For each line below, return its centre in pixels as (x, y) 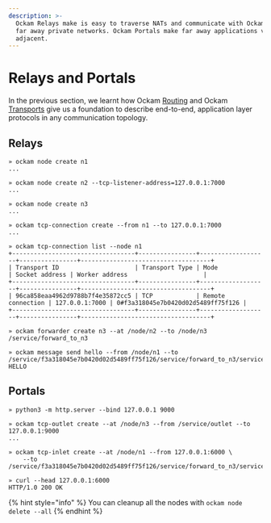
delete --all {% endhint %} (56, 511)
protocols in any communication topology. (78, 118)
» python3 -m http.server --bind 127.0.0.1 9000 (92, 410)
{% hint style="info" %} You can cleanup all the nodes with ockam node (125, 502)
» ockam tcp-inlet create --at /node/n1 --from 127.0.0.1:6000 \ (120, 452)
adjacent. (32, 38)
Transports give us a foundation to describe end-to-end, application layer (130, 109)
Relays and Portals (72, 78)
